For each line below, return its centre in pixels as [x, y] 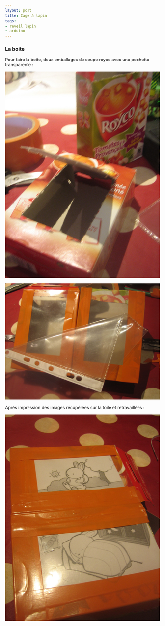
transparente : [19, 65]
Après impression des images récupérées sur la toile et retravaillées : [75, 408]
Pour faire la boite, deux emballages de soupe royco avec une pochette [77, 60]
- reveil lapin [21, 26]
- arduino [15, 31]
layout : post [18, 10]
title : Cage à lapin [26, 15]
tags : [11, 21]
